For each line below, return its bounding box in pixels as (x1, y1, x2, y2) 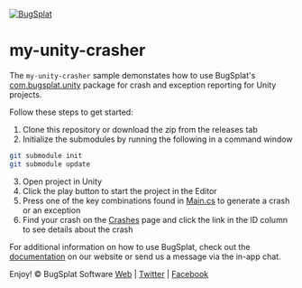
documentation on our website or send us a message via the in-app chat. (9, 251, 281, 262)
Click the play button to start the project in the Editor (22, 185, 218, 196)
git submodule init (9, 151, 83, 160)
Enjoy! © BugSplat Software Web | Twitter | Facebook (9, 268, 209, 279)
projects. (9, 88, 42, 99)
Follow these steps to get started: (9, 107, 133, 117)
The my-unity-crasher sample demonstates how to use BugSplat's (9, 70, 256, 80)
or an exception (22, 204, 81, 216)
